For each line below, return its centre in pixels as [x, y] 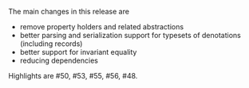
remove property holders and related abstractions [102, 27]
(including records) [51, 44]
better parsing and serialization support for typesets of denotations [130, 35]
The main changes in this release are [69, 11]
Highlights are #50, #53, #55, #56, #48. [73, 76]
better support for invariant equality [78, 52]
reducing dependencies [59, 60]
